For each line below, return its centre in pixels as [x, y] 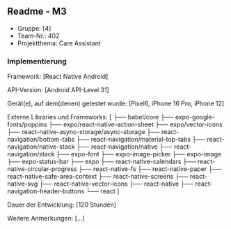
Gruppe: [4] [34, 28]
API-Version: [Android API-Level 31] [58, 90]
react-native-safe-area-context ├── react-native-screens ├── [98, 177]
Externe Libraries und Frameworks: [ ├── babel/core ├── [90, 117]
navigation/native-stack [41, 147]
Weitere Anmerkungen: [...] [46, 219]
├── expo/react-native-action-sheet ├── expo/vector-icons [135, 124]
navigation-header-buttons [46, 191]
